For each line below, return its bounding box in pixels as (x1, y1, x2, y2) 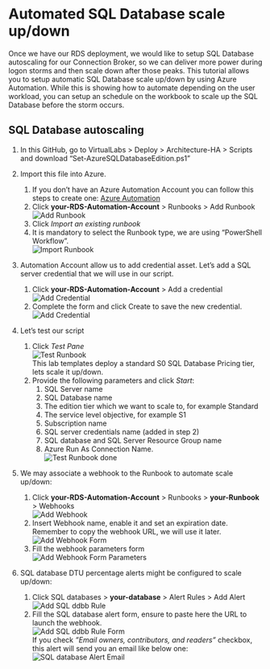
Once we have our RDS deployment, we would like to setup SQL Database (8, 48, 255, 58)
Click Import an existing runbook (31, 218, 141, 228)
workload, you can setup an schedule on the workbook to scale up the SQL (8, 91, 258, 101)
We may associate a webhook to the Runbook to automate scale (19, 468, 234, 478)
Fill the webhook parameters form (31, 543, 145, 553)
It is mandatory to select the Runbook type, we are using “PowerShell (31, 227, 263, 237)
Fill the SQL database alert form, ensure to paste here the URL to (31, 609, 247, 619)
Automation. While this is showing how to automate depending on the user (8, 82, 255, 93)
